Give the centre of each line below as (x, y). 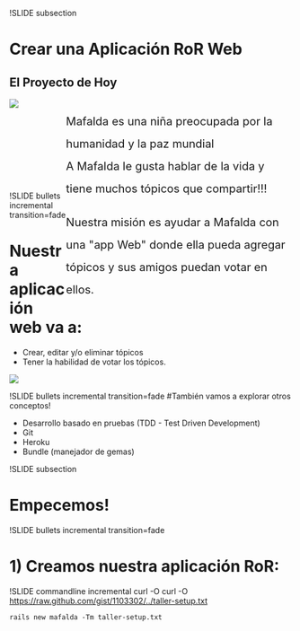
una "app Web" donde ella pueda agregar (176, 245)
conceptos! (30, 405)
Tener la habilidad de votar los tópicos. (94, 362)
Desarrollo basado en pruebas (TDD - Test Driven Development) (141, 423)
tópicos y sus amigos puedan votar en (167, 267)
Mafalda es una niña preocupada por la (169, 121)
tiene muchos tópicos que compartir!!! (167, 188)
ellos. (80, 290)
